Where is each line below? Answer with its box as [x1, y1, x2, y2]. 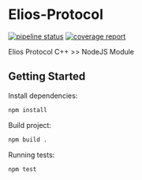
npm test [8, 165, 37, 173]
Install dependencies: [8, 91, 78, 100]
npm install [8, 106, 47, 114]
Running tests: [8, 150, 55, 159]
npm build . [8, 136, 47, 144]
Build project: [8, 120, 51, 129]
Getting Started [8, 69, 86, 84]
